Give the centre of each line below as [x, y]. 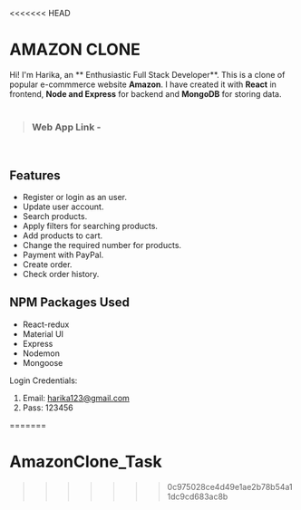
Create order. [47, 265]
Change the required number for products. [102, 245]
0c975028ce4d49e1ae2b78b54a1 [230, 486]
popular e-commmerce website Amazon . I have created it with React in [143, 84]
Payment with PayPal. [63, 255]
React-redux [46, 324]
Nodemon [41, 353]
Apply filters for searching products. [90, 226]
